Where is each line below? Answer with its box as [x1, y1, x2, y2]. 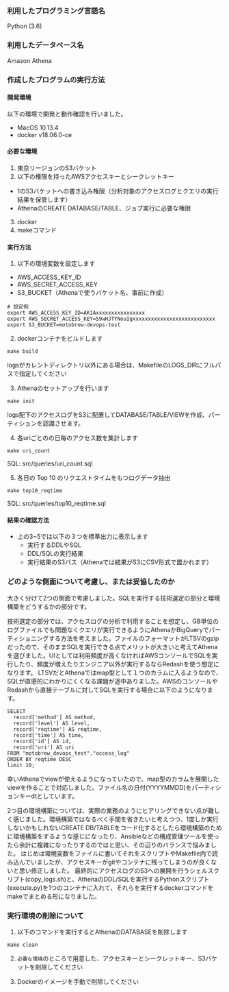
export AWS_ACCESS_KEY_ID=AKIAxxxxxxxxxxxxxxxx [7, 310, 146, 317]
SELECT [7, 707, 26, 714]
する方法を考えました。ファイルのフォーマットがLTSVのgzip [49, 634, 219, 642]
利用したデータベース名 [7, 40, 84, 50]
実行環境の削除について [7, 910, 84, 920]
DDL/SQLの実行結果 [27, 550, 84, 558]
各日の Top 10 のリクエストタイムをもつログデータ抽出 [16, 474, 171, 482]
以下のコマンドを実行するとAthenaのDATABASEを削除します [16, 928, 188, 936]
